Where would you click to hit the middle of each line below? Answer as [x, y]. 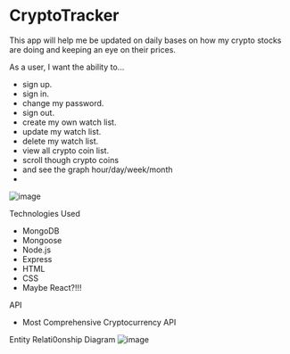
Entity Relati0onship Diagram [62, 339]
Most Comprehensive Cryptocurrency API [99, 322]
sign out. [38, 112]
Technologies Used [45, 213]
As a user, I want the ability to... [67, 67]
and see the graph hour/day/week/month [97, 169]
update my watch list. [62, 131]
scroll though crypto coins [70, 160]
